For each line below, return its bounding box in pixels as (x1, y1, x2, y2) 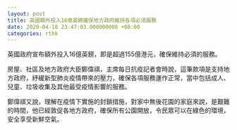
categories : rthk (7, 30, 59, 37)
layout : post (7, 10, 46, 18)
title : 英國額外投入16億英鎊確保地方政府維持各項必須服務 (7, 17, 157, 24)
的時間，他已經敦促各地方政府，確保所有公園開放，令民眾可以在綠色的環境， (7, 106, 230, 115)
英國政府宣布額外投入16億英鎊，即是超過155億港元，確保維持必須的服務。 (7, 50, 221, 58)
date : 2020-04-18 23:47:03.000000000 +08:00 (7, 23, 140, 30)
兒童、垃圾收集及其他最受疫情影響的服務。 (7, 82, 131, 91)
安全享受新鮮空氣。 (7, 115, 63, 124)
